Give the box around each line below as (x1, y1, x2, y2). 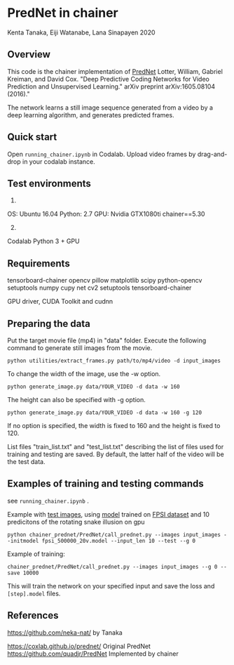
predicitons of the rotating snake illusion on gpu (7, 517, 145, 526)
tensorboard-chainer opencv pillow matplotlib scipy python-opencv (7, 276, 202, 285)
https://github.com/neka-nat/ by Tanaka (7, 628, 123, 637)
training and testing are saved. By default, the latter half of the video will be (7, 450, 224, 458)
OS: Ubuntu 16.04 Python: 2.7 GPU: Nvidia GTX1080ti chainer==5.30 (7, 209, 205, 219)
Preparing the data (7, 318, 91, 330)
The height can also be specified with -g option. (7, 396, 146, 403)
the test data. (7, 458, 46, 465)
